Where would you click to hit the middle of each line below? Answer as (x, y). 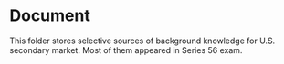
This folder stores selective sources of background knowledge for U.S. (142, 41)
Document (50, 16)
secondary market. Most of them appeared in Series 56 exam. (126, 50)
